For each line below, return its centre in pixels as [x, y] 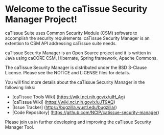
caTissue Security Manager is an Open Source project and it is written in [78, 53]
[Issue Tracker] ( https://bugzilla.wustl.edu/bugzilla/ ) [64, 107]
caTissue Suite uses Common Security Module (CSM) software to [71, 33]
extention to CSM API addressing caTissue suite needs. [61, 43]
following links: [20, 87]
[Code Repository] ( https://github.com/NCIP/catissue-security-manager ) [85, 112]
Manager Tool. [20, 127]
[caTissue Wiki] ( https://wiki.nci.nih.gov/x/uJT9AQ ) [64, 102]
